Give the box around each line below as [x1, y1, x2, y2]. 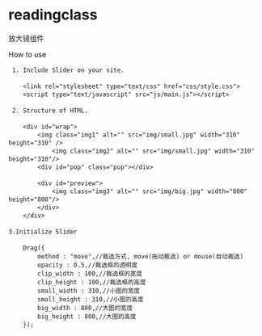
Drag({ [23, 244, 45, 252]
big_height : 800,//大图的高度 [37, 313, 137, 321]
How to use [8, 49, 47, 59]
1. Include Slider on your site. [11, 66, 125, 74]
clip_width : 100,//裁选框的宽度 [37, 269, 143, 278]
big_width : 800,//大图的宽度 [37, 304, 133, 312]
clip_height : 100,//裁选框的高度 [37, 278, 146, 286]
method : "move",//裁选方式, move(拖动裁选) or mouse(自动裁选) [37, 252, 244, 260]
